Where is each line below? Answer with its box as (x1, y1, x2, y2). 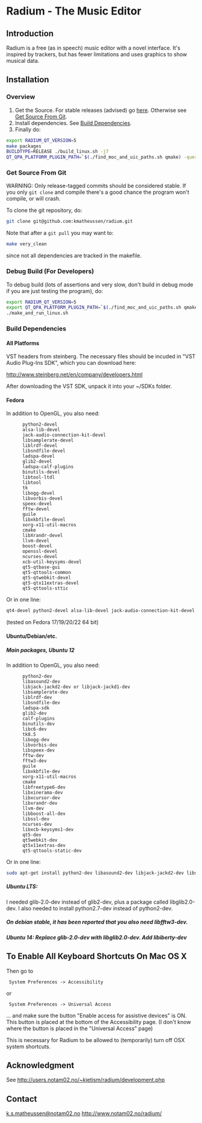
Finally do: (14, 126, 41, 133)
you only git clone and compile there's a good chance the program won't (6, 188, 189, 196)
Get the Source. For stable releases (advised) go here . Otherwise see (14, 106, 187, 114)
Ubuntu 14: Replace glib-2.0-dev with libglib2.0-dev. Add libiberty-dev (6, 933, 188, 941)
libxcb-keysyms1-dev (22, 826, 74, 832)
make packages (6, 143, 42, 149)
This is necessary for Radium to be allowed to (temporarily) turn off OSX (6, 1036, 185, 1043)
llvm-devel (22, 538, 50, 544)
